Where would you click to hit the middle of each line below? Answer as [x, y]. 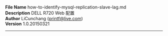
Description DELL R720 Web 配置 [40, 13]
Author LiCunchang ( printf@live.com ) [44, 18]
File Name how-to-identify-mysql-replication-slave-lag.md [66, 7]
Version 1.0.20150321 [27, 24]
